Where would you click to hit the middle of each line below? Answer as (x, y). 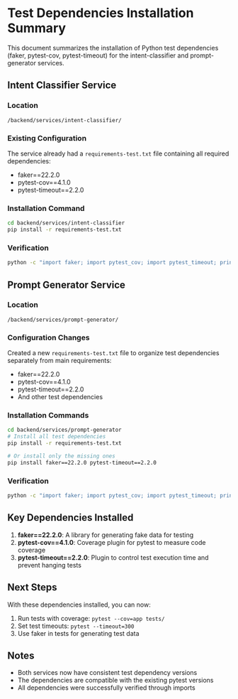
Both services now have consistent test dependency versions (107, 673)
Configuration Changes (49, 337)
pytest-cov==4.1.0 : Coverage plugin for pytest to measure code (112, 542)
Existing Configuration (47, 138)
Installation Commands (48, 416)
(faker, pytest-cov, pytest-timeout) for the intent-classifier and (98, 55)
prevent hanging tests (49, 565)
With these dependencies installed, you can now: (79, 605)
